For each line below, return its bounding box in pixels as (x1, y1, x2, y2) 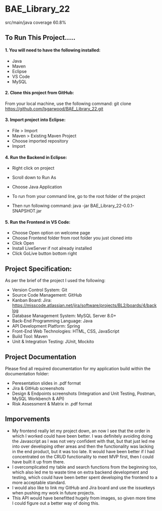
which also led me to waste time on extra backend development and (12, 469, 148, 475)
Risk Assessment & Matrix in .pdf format (12, 401, 92, 406)
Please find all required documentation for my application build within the (5, 366, 151, 371)
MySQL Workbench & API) (12, 395, 65, 402)
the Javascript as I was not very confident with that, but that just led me (12, 438, 155, 444)
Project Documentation (5, 352, 76, 361)
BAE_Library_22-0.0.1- (90, 203, 134, 209)
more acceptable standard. (12, 479, 66, 485)
